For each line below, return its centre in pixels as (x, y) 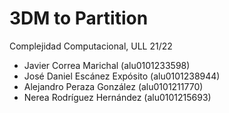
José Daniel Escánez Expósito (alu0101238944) (122, 76)
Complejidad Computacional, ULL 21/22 (91, 46)
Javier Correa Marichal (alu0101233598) (107, 65)
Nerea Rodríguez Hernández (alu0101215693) (117, 97)
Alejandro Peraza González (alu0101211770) (113, 86)
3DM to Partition (79, 18)
